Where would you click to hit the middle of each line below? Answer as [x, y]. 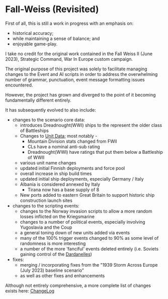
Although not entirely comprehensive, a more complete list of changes [78, 285]
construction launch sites [46, 200]
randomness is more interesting [53, 243]
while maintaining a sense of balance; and [56, 38]
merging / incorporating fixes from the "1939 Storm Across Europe [89, 265]
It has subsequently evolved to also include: [51, 110]
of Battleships [34, 131]
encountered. [19, 85]
